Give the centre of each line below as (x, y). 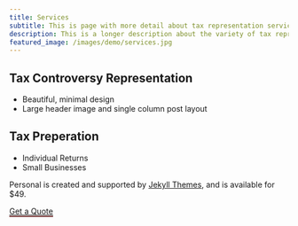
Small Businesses (54, 167)
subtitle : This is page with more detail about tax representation (137, 26)
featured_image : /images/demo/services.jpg (91, 42)
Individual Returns (55, 158)
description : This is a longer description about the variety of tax (141, 34)
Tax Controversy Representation (101, 78)
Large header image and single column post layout (114, 109)
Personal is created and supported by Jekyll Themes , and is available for (142, 184)
